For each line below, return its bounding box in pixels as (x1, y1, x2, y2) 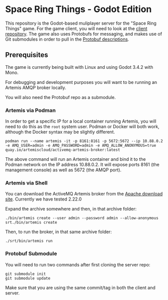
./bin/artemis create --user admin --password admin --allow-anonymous (5, 216, 158, 221)
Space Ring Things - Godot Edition (5, 4, 152, 15)
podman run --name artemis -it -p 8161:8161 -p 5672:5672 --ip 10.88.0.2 (5, 139, 163, 144)
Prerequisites (5, 51, 48, 59)
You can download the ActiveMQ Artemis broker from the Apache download (5, 191, 163, 197)
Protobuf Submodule (5, 250, 57, 257)
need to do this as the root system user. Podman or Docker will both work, (5, 124, 159, 130)
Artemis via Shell (5, 179, 48, 186)
